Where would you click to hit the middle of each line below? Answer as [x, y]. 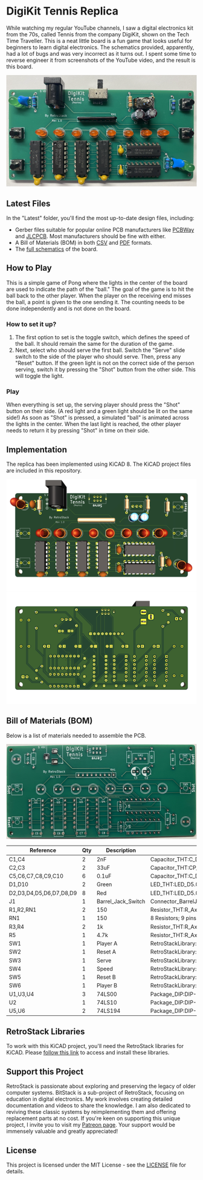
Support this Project [45, 1071]
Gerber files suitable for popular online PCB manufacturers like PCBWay [105, 230]
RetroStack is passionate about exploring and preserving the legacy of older [101, 1086]
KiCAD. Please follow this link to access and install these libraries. [88, 1053]
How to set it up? [31, 324]
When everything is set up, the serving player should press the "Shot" [93, 405]
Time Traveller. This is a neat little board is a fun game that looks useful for [99, 41]
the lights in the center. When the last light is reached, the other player [94, 424]
